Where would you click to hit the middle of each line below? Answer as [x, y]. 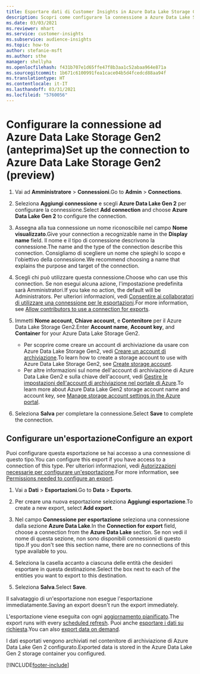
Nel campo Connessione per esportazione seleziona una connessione [102, 519]
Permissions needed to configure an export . [60, 478]
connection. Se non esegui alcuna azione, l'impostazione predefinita [99, 284]
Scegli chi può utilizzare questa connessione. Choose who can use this [101, 277]
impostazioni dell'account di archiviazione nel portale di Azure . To [104, 383]
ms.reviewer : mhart [30, 28]
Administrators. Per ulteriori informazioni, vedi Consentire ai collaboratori [104, 296]
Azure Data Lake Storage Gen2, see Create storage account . [98, 364]
